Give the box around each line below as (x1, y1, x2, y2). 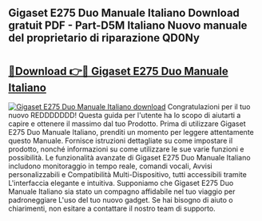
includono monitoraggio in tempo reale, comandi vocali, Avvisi (8, 161, 213, 171)
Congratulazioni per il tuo (167, 102, 251, 111)
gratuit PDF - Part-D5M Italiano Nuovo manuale (8, 19, 248, 33)
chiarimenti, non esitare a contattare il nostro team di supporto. (8, 203, 216, 213)
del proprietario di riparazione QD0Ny (8, 31, 200, 45)
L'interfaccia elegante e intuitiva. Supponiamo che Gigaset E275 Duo (8, 179, 234, 187)
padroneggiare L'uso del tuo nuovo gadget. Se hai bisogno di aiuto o (8, 195, 233, 204)
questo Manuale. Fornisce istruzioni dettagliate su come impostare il (8, 136, 233, 145)
